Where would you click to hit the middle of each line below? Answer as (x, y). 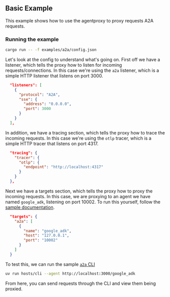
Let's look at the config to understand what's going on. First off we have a (83, 59)
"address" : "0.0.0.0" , (48, 104)
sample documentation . (30, 207)
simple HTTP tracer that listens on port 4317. (52, 143)
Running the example (32, 39)
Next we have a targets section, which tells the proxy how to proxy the (79, 191)
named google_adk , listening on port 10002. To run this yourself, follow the (83, 202)
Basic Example (29, 8)
